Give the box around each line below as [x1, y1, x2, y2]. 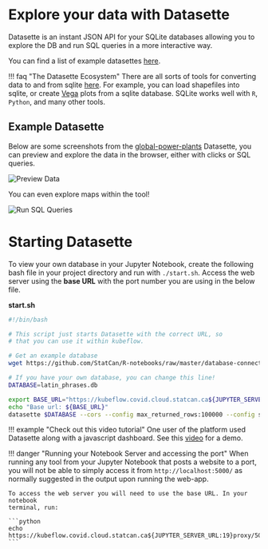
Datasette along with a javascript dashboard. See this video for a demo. [8, 433, 243, 443]
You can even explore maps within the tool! [8, 189, 150, 199]
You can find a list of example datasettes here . [8, 56, 161, 66]
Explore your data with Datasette [8, 6, 230, 24]
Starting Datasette [8, 233, 133, 251]
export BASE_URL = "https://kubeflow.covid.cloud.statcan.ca [8, 396, 209, 404]
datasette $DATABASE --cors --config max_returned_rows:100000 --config [8, 410, 255, 419]
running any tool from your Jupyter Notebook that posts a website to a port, [8, 457, 257, 467]
